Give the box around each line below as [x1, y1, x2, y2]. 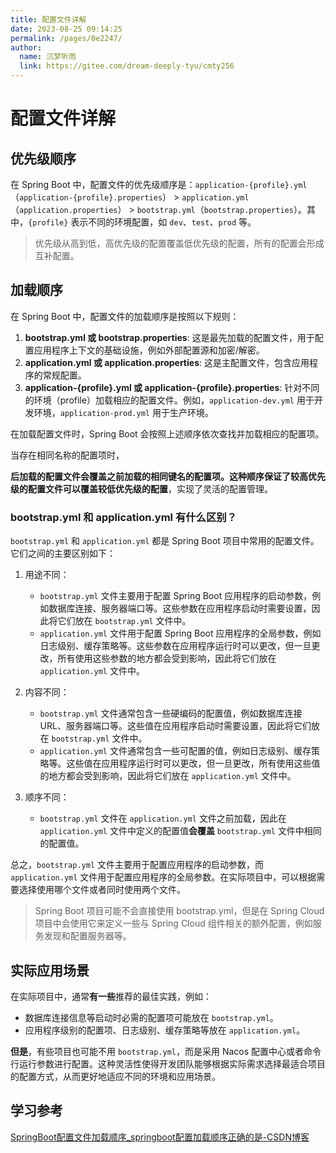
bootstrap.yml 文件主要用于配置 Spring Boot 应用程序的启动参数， [39, 590, 313, 602]
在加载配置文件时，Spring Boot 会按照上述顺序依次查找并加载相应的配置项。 [10, 427, 325, 440]
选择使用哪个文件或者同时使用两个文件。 [18, 884, 186, 896]
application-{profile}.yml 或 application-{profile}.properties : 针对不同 [24, 381, 320, 393]
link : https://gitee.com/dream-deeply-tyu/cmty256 [19, 61, 235, 71]
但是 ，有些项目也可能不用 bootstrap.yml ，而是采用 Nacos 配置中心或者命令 [10, 1045, 322, 1057]
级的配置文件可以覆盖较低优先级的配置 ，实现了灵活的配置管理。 [10, 482, 273, 495]
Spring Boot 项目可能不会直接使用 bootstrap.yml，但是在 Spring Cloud [34, 905, 325, 917]
